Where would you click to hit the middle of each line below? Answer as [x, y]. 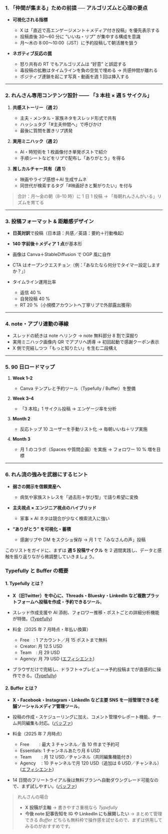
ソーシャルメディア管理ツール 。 [49, 706]
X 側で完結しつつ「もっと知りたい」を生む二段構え [65, 348]
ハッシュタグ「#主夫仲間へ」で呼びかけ [61, 124]
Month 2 [21, 419]
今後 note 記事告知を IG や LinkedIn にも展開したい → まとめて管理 [93, 814]
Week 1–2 [22, 378]
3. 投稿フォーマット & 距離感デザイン [49, 221]
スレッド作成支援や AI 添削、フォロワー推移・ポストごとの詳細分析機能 [86, 612]
